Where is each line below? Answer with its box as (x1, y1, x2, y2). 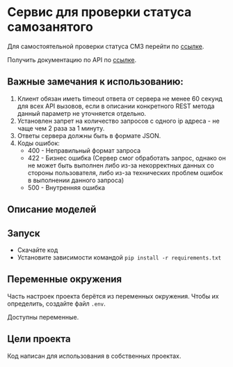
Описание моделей (7, 204, 97, 216)
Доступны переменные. (7, 313, 79, 321)
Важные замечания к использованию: (7, 76, 184, 88)
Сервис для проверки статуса (7, 4, 192, 20)
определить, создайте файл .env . (7, 299, 106, 308)
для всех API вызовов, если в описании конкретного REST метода (17, 102, 215, 110)
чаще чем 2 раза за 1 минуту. (17, 123, 105, 133)
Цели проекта (7, 333, 71, 345)
